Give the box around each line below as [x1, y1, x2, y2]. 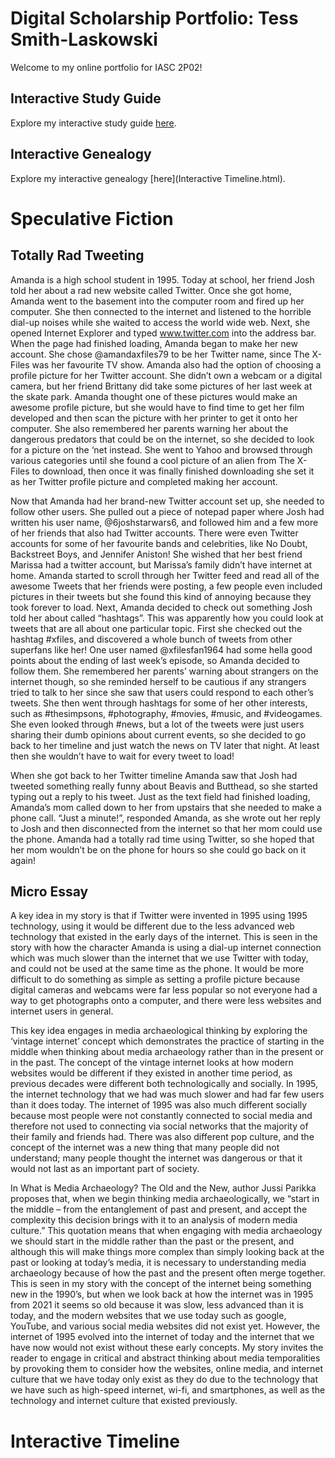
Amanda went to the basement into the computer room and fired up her [10, 295, 305, 307]
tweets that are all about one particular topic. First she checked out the [10, 622, 303, 634]
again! [10, 854, 36, 866]
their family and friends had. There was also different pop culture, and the [10, 1131, 315, 1143]
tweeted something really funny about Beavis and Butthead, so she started [10, 780, 318, 792]
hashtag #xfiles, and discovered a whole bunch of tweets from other [10, 633, 293, 645]
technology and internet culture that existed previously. [10, 1395, 238, 1407]
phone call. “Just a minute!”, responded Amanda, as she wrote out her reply [10, 812, 321, 824]
